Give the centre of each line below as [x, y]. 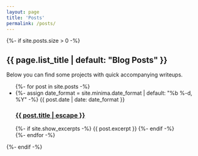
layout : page [23, 12]
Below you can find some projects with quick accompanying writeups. [95, 75]
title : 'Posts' [26, 18]
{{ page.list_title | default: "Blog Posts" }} [87, 60]
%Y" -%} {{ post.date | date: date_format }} [70, 100]
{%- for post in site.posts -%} [53, 87]
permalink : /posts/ [31, 23]
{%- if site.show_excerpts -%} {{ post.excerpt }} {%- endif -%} [95, 128]
